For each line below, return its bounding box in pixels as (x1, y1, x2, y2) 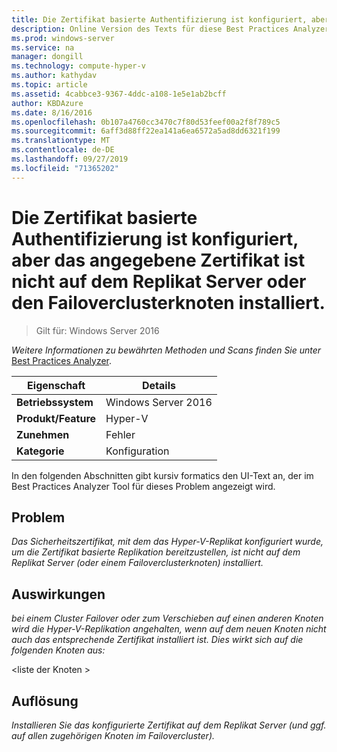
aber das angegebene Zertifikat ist (11, 249, 306, 271)
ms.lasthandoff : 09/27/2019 (11, 154, 129, 164)
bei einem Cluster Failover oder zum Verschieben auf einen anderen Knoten (11, 612, 324, 625)
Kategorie (16, 444, 65, 458)
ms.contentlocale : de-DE (11, 145, 115, 155)
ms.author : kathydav (11, 71, 98, 81)
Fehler (105, 427, 136, 441)
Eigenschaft (27, 378, 86, 392)
